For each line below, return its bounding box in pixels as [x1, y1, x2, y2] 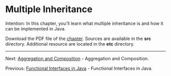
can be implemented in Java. [5, 25, 66, 31]
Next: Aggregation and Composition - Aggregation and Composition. [5, 55, 149, 61]
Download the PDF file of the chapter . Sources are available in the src [5, 35, 151, 42]
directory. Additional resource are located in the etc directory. [5, 41, 135, 47]
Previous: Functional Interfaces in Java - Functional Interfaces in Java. [5, 65, 153, 71]
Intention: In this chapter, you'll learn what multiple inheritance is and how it [5, 20, 164, 26]
